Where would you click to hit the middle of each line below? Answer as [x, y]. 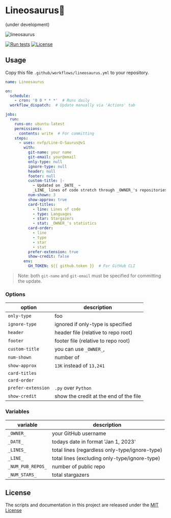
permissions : [28, 129]
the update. [30, 281]
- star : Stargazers [53, 219]
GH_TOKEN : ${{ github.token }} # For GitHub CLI [82, 266]
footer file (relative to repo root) [92, 341]
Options [15, 294]
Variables [17, 412]
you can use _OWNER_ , [80, 349]
